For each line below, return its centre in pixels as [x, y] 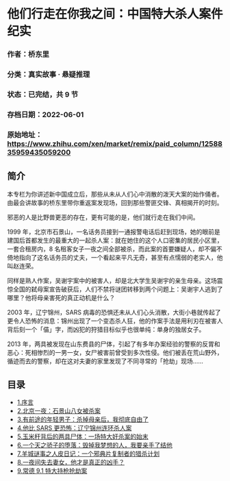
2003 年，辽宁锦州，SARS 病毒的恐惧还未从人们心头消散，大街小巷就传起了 [114, 312]
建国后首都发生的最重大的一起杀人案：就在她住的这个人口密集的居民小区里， [115, 240]
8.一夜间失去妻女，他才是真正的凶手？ [71, 463]
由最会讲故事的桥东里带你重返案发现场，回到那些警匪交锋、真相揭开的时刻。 [115, 202]
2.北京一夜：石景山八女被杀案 [59, 411]
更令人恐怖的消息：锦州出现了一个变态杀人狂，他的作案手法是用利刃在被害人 [115, 321]
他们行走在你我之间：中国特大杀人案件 [115, 14]
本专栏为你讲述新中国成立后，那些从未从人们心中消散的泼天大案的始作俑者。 [115, 194]
